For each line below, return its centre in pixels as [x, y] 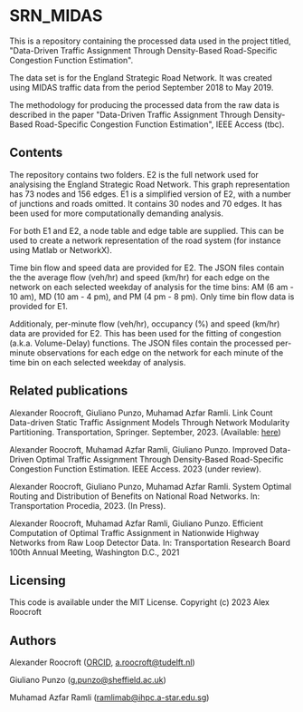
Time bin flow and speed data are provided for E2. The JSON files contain [147, 268]
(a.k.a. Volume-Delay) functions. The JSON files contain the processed [142, 343]
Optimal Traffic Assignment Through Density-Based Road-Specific [160, 459]
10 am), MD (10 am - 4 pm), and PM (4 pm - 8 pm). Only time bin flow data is [152, 297]
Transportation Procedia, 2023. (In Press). [88, 505]
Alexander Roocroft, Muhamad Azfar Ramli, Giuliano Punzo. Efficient [137, 523]
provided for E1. [38, 306]
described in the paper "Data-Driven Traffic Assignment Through [130, 114]
